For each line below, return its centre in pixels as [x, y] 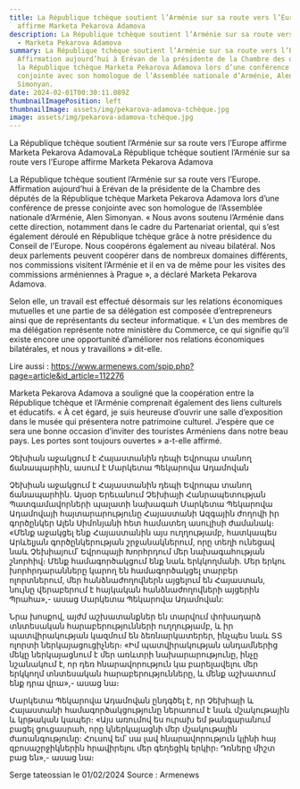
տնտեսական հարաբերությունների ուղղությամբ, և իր [121, 626]
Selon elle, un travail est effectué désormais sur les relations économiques [146, 302]
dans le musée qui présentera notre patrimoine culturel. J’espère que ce [142, 422]
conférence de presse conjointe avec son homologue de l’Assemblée [136, 208]
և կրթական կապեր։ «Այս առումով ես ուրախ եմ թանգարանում [140, 720]
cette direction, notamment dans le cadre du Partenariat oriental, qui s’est [144, 227]
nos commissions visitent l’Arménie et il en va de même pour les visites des [147, 265]
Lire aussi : [29, 366]
